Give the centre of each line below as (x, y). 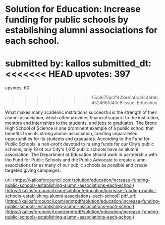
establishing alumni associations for (81, 30)
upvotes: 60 (17, 88)
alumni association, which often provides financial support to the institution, (82, 118)
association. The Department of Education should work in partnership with (81, 154)
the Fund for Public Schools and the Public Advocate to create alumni (76, 160)
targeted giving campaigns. (33, 170)
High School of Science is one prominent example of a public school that (79, 128)
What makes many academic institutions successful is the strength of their (81, 112)
